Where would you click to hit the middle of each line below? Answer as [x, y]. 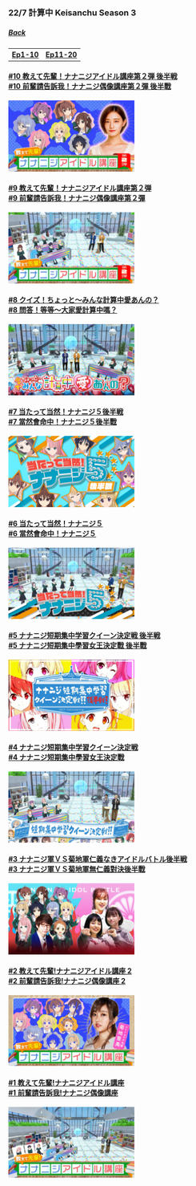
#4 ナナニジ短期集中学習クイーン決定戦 [73, 747]
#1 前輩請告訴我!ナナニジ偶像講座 [63, 1093]
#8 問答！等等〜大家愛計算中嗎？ [63, 310]
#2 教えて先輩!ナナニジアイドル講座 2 [70, 971]
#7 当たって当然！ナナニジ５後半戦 [66, 412]
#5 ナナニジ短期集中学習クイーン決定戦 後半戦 [84, 636]
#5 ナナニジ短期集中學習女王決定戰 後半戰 [78, 646]
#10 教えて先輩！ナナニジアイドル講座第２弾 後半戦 [93, 76]
